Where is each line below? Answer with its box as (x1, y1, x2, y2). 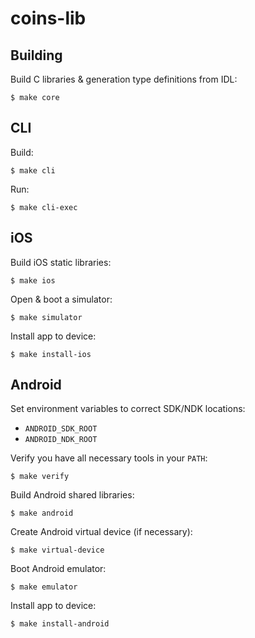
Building (10, 47, 63, 64)
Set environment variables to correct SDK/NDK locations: (10, 403, 246, 415)
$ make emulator (10, 582, 78, 592)
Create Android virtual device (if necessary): (10, 526, 193, 538)
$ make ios (10, 275, 56, 286)
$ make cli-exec (10, 202, 78, 212)
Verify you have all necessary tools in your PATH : (10, 452, 208, 464)
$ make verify (10, 472, 70, 482)
